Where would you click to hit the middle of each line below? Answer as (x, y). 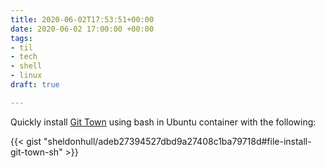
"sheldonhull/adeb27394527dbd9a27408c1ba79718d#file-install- (177, 141)
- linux (26, 76)
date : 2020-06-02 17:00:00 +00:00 (82, 29)
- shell (26, 66)
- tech (24, 57)
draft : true (35, 85)
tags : (21, 38)
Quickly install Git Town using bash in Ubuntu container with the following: (163, 122)
